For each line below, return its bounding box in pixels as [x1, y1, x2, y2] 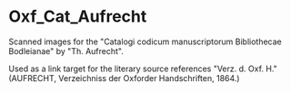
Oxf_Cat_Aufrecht [8, 6, 147, 27]
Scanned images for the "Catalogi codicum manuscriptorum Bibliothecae [8, 36, 283, 47]
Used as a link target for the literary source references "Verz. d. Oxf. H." [8, 63, 278, 74]
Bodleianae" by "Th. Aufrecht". [8, 45, 124, 56]
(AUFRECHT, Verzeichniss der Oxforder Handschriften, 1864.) [8, 72, 240, 83]
